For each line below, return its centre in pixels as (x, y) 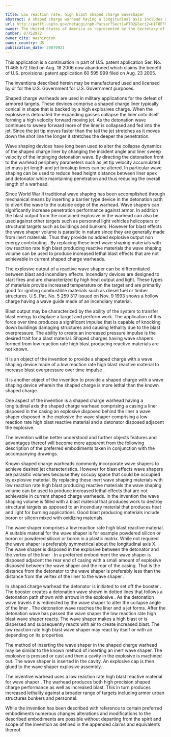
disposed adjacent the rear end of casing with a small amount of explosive (83, 560)
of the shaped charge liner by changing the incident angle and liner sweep (83, 151)
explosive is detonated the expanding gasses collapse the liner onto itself (82, 114)
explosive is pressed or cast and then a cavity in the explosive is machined (83, 655)
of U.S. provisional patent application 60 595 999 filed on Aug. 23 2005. (81, 73)
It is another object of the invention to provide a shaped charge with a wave (84, 379)
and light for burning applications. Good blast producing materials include (82, 512)
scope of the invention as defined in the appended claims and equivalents (83, 724)
